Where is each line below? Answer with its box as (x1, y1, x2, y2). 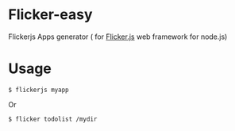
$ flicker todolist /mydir (8, 115, 98, 123)
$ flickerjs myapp (8, 86, 69, 94)
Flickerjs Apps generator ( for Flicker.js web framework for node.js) (8, 32, 228, 41)
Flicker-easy (8, 6, 93, 24)
